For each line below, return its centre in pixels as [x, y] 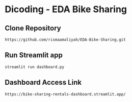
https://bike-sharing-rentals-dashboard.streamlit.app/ [65, 94]
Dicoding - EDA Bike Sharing [66, 9]
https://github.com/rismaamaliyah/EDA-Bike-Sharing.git [65, 40]
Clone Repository [33, 28]
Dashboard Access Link [43, 82]
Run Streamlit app [34, 55]
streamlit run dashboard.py [35, 67]
